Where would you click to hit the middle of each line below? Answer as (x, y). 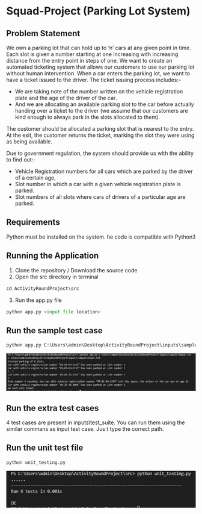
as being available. (29, 142)
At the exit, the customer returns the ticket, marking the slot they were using (100, 135)
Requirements (33, 222)
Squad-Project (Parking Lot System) (98, 11)
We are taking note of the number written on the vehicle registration (99, 91)
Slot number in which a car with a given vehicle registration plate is (98, 184)
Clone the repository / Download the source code (76, 270)
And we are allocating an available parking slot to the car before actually (104, 104)
